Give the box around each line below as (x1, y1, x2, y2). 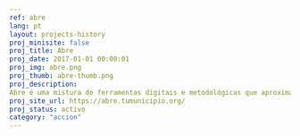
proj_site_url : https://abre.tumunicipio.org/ (9, 96, 186, 106)
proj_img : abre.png (9, 64, 82, 72)
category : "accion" (9, 113, 82, 122)
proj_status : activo (9, 105, 87, 114)
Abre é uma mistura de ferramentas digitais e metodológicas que (9, 88, 257, 97)
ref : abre (9, 13, 46, 22)
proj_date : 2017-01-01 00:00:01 (9, 55, 129, 64)
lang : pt (9, 21, 42, 30)
